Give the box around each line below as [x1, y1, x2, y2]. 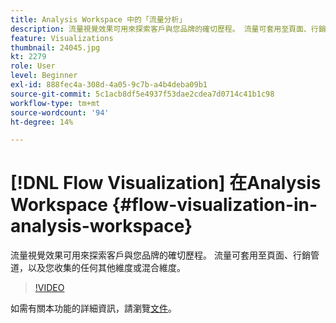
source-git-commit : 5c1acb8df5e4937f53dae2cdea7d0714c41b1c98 [10, 89, 275, 99]
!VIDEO [34, 282, 65, 294]
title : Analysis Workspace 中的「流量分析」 [10, 14, 187, 25]
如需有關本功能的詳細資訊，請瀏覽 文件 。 [10, 302, 177, 315]
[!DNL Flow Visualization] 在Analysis [10, 172, 322, 195]
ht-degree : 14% [10, 117, 74, 127]
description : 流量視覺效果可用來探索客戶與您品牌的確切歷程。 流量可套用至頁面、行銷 [10, 24, 327, 34]
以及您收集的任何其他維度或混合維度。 [27, 262, 186, 274]
